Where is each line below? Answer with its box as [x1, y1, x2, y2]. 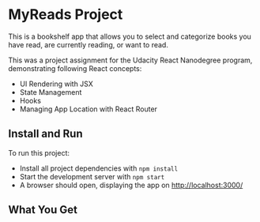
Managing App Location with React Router [19, 104, 158, 114]
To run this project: [8, 148, 70, 157]
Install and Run [8, 127, 83, 141]
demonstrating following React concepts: [8, 63, 142, 73]
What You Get [8, 203, 77, 216]
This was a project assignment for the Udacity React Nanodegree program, [8, 55, 253, 65]
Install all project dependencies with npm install [19, 164, 179, 173]
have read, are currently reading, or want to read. [8, 40, 168, 49]
